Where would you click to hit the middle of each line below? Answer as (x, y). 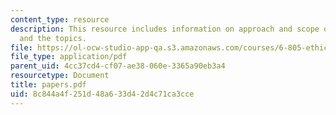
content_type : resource (60, 19)
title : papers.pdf (48, 85)
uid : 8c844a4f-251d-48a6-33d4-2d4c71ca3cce (102, 94)
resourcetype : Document (60, 76)
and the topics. (53, 38)
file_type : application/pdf (69, 57)
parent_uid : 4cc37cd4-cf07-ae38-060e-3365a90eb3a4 (118, 66)
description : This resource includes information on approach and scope (165, 29)
